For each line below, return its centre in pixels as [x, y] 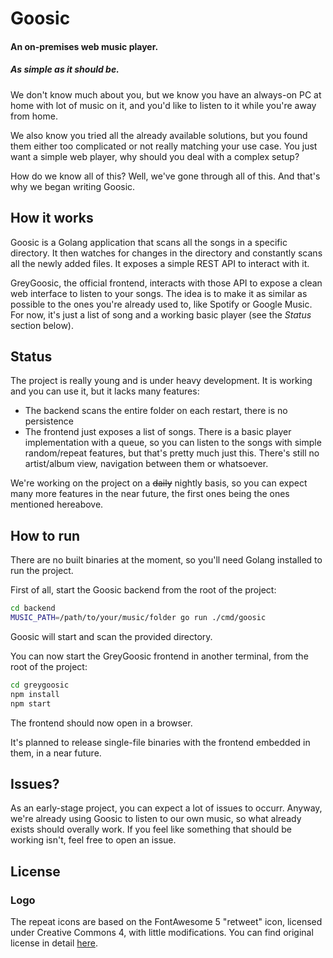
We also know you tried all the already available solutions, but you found [159, 135]
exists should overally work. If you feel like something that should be [151, 829]
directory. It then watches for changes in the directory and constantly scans [166, 253]
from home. [34, 116]
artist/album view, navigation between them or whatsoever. [146, 464]
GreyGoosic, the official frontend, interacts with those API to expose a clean [166, 283]
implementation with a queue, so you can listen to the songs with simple [173, 443]
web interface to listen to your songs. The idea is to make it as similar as [159, 293]
